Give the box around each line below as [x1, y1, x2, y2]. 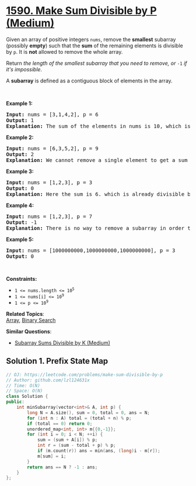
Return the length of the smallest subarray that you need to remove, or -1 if [6, 60, 188, 67]
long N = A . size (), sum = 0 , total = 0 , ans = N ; [27, 409, 150, 416]
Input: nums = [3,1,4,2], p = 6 [6, 111, 99, 118]
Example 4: [6, 202, 34, 209]
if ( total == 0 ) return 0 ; [27, 420, 93, 426]
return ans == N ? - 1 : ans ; [27, 464, 98, 470]
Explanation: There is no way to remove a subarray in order [6, 225, 185, 232]
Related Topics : [6, 310, 45, 317]
